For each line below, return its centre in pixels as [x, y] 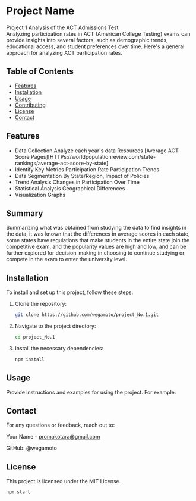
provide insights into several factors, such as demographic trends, [87, 40]
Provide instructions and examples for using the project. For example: [91, 392]
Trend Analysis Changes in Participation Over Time [77, 182]
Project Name [40, 11]
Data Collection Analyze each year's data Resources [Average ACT [97, 151]
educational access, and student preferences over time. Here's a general [95, 46]
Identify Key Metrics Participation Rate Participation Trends [87, 169]
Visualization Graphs [40, 195]
